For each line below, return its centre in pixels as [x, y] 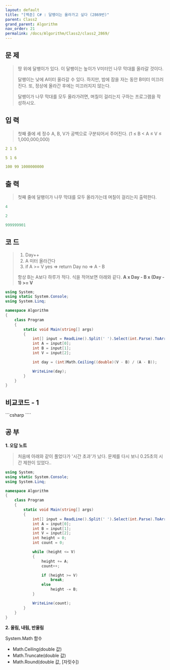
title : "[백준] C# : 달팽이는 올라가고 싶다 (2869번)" [57, 15]
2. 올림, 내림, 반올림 [25, 628]
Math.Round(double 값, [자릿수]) [46, 662]
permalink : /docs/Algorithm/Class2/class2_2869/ [57, 33]
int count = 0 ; [48, 543]
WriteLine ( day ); [49, 371]
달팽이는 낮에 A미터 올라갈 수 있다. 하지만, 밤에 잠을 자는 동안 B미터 [84, 79]
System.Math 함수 [24, 639]
